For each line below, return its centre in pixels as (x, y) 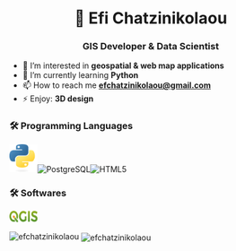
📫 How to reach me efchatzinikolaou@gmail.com (116, 85)
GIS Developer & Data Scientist (151, 47)
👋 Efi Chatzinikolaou (151, 18)
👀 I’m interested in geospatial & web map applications (123, 65)
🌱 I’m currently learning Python (80, 75)
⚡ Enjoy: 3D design (58, 99)
